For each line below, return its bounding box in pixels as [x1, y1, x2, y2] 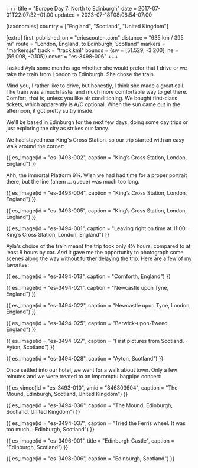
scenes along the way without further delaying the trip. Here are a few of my [6, 255, 192, 262]
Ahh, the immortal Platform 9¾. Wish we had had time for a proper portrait [6, 172, 187, 179]
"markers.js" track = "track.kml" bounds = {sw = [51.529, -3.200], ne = [6, 47, 179, 54]
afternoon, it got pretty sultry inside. [6, 107, 94, 114]
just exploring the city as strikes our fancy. [6, 125, 109, 132]
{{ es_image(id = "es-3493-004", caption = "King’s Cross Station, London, [6, 189, 187, 197]
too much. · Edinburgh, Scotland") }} [6, 426, 95, 433]
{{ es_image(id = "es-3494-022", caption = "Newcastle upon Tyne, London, [6, 302, 191, 309]
